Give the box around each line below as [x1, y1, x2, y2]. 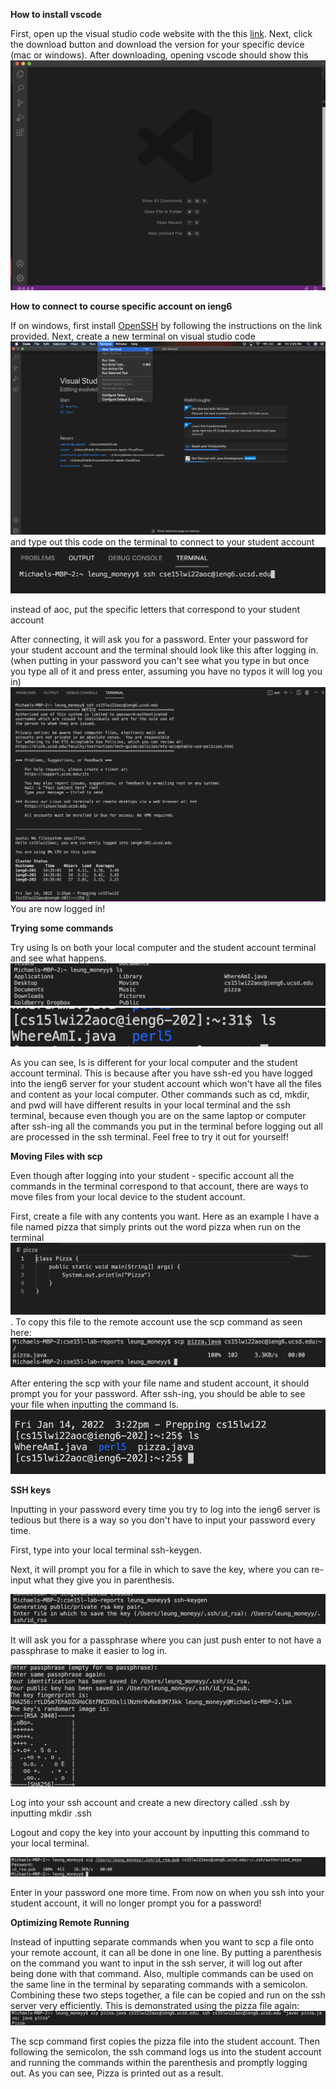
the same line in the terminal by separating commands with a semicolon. [10, 1979, 308, 1991]
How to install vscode [10, 9, 102, 20]
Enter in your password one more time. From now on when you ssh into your [10, 1887, 325, 1899]
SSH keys [10, 1484, 52, 1496]
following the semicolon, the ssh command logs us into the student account [10, 2046, 322, 2058]
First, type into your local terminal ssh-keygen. [10, 1544, 202, 1556]
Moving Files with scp [10, 1150, 103, 1163]
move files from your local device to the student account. [10, 1191, 246, 1203]
